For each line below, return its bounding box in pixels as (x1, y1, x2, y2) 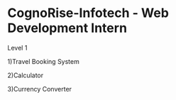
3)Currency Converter (7, 84, 72, 93)
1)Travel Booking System (7, 57, 79, 65)
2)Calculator (7, 71, 44, 79)
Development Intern (7, 20, 128, 36)
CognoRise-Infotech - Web (7, 5, 169, 21)
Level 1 (7, 43, 28, 52)
